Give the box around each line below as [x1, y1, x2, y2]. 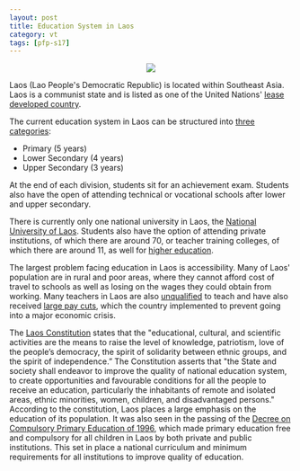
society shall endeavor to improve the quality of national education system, [9, 366, 287, 377]
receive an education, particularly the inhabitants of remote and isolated [9, 385, 276, 395]
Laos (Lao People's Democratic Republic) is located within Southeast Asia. [9, 80, 285, 91]
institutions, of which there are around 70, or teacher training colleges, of [9, 235, 280, 246]
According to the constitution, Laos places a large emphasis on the [9, 404, 257, 414]
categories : [9, 126, 51, 137]
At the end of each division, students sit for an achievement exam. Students [9, 180, 289, 191]
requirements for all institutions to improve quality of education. [9, 451, 244, 463]
